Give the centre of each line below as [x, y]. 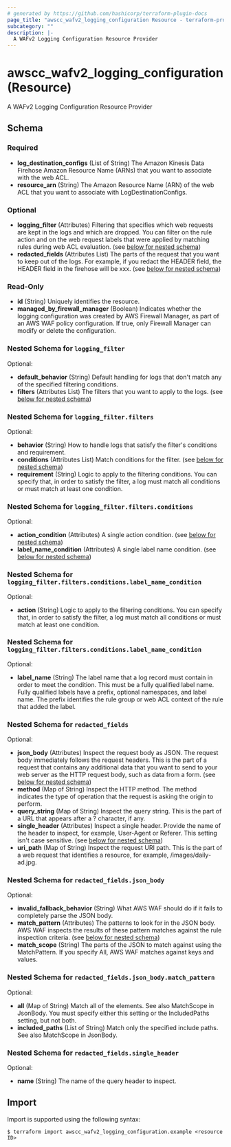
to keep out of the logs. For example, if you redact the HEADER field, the [119, 261]
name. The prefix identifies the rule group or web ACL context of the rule [120, 699]
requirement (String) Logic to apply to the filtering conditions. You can [117, 474]
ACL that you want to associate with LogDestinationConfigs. [102, 192]
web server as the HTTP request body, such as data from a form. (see [116, 775]
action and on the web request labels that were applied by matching [113, 240]
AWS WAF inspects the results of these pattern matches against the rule [119, 930]
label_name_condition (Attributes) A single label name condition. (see [117, 549]
